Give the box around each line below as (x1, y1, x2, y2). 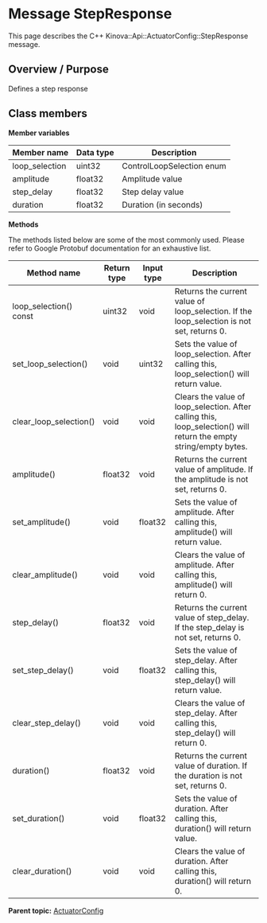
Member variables (8, 128, 70, 138)
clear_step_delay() (12, 717, 81, 728)
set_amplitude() (12, 516, 72, 528)
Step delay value (122, 186, 184, 197)
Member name (12, 146, 69, 158)
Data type (75, 146, 114, 158)
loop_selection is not (174, 315, 252, 326)
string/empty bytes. (174, 441, 248, 452)
